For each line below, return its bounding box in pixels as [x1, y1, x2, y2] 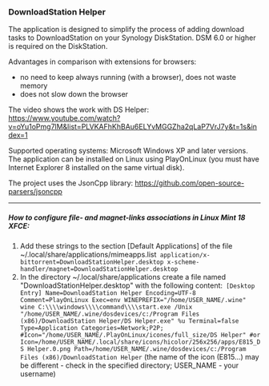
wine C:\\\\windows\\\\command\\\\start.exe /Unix [19, 303, 193, 312]
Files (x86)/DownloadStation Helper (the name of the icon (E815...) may [19, 352, 259, 362]
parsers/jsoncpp [8, 187, 62, 197]
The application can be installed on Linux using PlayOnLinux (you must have [8, 154, 260, 164]
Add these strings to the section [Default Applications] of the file [19, 241, 233, 251]
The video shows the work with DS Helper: [8, 105, 150, 114]
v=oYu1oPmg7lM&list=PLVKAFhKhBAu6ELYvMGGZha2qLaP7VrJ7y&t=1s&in [8, 122, 258, 132]
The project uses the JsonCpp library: [8, 178, 134, 188]
